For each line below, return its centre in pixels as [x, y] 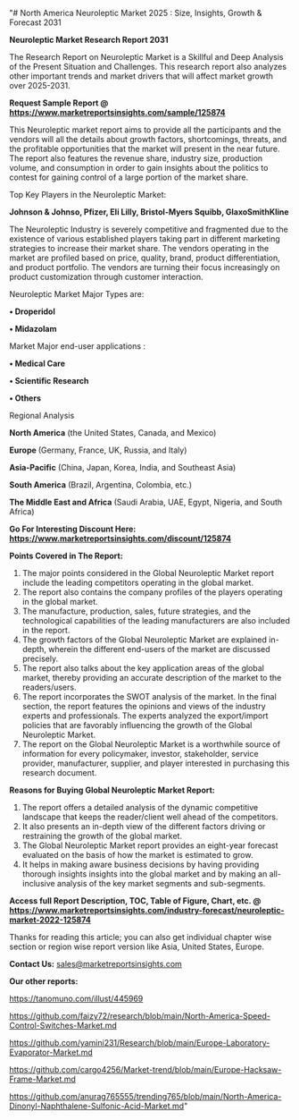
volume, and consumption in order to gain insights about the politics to [139, 168]
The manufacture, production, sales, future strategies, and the [137, 611]
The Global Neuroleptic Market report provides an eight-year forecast [150, 845]
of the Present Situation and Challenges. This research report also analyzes [148, 67]
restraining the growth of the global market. [102, 836]
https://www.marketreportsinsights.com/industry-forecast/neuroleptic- [147, 910]
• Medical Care [37, 363]
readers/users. [49, 687]
